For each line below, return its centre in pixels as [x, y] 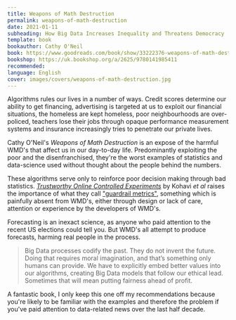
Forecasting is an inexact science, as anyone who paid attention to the [109, 222]
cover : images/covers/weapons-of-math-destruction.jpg [89, 79]
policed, [19, 122]
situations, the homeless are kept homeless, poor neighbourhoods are [109, 114]
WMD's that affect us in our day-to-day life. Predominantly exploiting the [112, 150]
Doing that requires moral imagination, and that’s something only [118, 258]
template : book [29, 40]
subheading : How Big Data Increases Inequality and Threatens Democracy [116, 33]
